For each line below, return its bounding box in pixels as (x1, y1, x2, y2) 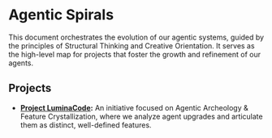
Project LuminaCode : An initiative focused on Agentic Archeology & (19, 102, 249, 112)
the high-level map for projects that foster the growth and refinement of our (8, 49, 261, 59)
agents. (8, 58, 34, 68)
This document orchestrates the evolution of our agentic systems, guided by (8, 32, 265, 42)
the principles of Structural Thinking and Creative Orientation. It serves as (8, 40, 255, 50)
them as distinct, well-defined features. (19, 119, 152, 130)
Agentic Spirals (8, 6, 114, 24)
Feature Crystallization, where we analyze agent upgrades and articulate (19, 111, 263, 121)
